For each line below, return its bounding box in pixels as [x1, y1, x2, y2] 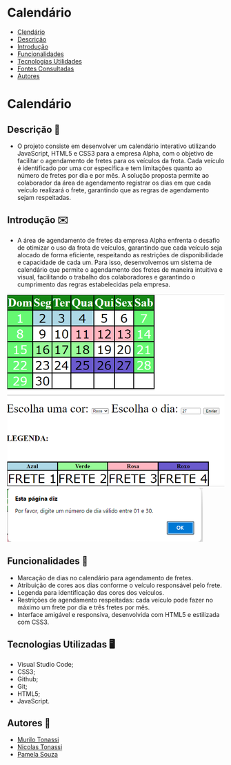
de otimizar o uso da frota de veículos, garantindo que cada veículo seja [17, 243, 223, 252]
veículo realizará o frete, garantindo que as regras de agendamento [17, 185, 209, 194]
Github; [17, 675, 39, 683]
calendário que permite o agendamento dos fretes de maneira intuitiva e [17, 265, 223, 274]
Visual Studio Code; [17, 661, 74, 669]
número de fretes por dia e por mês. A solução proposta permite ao [17, 171, 209, 179]
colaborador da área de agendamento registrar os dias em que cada [17, 178, 212, 187]
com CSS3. [17, 618, 50, 626]
